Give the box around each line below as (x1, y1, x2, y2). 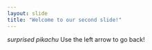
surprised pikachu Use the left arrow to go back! (7, 35, 145, 43)
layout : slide (7, 10, 48, 17)
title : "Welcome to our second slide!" (7, 16, 122, 23)
